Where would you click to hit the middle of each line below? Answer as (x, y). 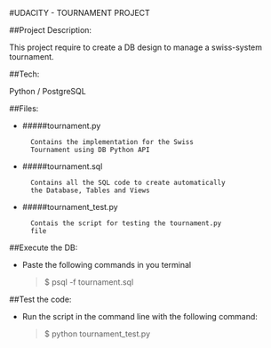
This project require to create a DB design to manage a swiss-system (135, 47)
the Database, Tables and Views (90, 190)
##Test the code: (40, 299)
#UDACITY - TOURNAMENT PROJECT (80, 13)
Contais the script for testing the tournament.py (126, 223)
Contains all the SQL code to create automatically (128, 182)
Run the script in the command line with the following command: (139, 316)
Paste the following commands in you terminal (107, 265)
